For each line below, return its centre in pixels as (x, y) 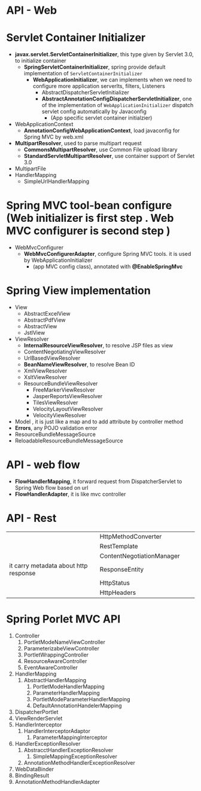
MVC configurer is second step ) (88, 231)
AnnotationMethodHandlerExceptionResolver (80, 762)
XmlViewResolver (45, 371)
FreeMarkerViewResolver (64, 390)
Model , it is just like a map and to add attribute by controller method (99, 422)
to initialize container (41, 61)
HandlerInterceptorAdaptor (57, 731)
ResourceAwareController (55, 661)
